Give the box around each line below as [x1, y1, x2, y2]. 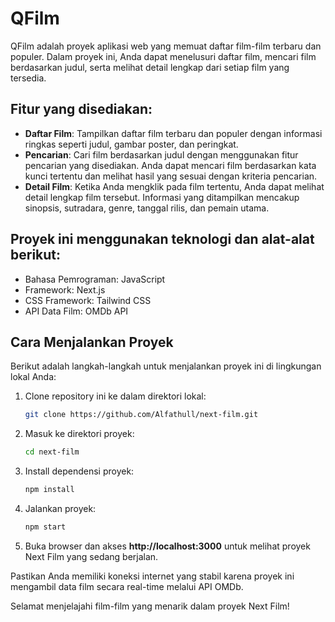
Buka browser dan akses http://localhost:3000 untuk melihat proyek [24, 540, 311, 552]
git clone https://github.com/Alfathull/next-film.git [24, 410, 259, 420]
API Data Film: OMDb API [24, 305, 129, 317]
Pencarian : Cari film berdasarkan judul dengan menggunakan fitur [24, 148, 299, 161]
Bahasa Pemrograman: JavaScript [24, 273, 166, 285]
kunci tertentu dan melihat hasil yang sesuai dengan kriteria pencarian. [24, 170, 318, 182]
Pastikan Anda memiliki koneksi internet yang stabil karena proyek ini [10, 570, 295, 582]
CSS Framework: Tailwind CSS [24, 294, 152, 306]
